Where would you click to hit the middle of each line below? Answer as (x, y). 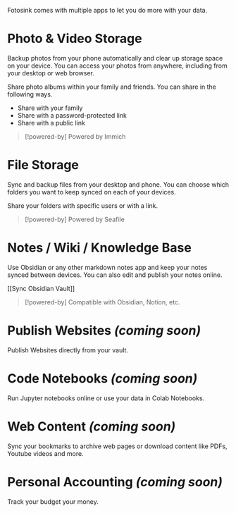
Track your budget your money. (53, 501)
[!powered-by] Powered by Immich (75, 136)
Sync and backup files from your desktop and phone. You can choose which (118, 184)
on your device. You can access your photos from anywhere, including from (117, 66)
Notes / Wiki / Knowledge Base (99, 248)
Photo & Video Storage (75, 39)
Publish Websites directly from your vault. (68, 350)
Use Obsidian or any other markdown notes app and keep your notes (107, 267)
